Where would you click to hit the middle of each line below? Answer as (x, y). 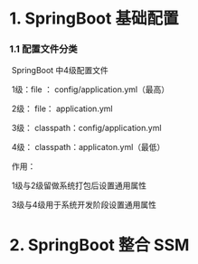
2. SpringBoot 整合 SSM (99, 245)
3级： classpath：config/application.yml (86, 128)
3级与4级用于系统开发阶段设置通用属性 (84, 205)
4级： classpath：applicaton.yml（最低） (88, 147)
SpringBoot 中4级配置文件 (60, 71)
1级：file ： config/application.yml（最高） (90, 90)
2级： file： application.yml (62, 108)
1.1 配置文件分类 (44, 49)
